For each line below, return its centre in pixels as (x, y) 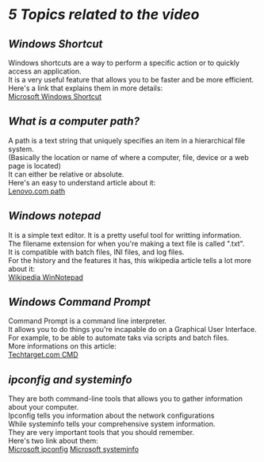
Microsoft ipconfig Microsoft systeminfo (74, 449)
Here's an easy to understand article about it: (82, 182)
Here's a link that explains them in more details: (86, 88)
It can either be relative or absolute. (66, 174)
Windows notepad (55, 216)
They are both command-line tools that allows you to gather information (126, 399)
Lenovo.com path (37, 191)
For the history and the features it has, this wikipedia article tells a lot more (130, 260)
